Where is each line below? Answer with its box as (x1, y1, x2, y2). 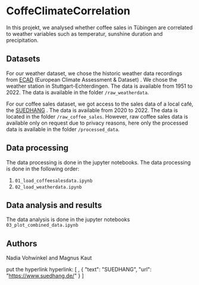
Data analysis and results (6, 200, 102, 210)
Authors (6, 238, 38, 249)
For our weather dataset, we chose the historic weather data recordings (6, 70, 183, 77)
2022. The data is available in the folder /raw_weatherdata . (6, 88, 150, 96)
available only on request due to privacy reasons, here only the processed (6, 119, 188, 126)
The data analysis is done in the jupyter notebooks (6, 216, 130, 223)
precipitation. (6, 36, 39, 44)
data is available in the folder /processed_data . (6, 125, 120, 132)
